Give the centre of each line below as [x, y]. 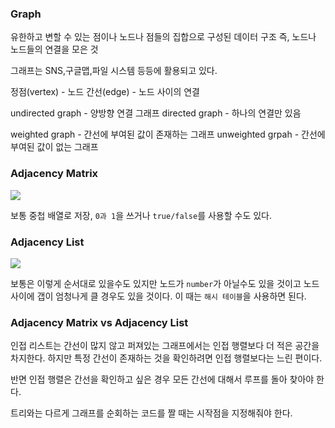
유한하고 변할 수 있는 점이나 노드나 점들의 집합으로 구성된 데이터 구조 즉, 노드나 [163, 37]
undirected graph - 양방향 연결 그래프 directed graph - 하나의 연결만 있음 [156, 113]
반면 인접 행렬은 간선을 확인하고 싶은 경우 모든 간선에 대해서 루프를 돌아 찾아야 [162, 379]
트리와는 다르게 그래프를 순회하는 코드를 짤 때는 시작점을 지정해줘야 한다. [151, 413]
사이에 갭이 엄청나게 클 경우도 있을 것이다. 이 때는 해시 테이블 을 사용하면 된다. [158, 296]
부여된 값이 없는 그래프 [54, 147]
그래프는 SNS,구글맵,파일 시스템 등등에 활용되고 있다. [114, 71]
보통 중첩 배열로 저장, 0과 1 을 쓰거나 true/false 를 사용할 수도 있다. [141, 215]
